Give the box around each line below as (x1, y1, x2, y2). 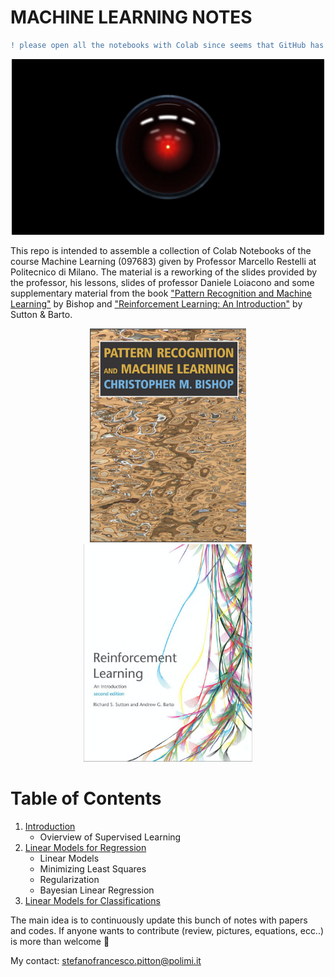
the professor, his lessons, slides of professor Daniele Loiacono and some (10, 277, 315, 289)
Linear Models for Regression (24, 841, 147, 853)
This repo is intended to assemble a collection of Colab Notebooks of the (10, 245, 312, 257)
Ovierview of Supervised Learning (39, 831, 182, 843)
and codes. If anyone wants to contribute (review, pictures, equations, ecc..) (10, 924, 325, 936)
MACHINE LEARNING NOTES (10, 6, 253, 29)
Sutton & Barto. (10, 309, 73, 321)
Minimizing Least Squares (39, 862, 147, 875)
